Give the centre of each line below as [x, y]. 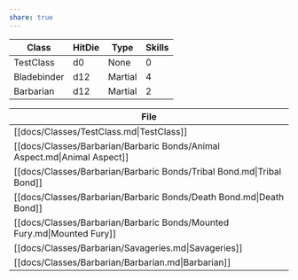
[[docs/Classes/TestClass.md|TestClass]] [101, 131]
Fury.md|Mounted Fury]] [65, 233]
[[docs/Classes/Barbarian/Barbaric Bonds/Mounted [121, 222]
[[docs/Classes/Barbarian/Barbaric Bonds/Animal [117, 145]
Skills [157, 47]
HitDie [86, 47]
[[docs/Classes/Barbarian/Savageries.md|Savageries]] [128, 247]
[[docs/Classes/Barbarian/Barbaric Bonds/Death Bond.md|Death [149, 197]
